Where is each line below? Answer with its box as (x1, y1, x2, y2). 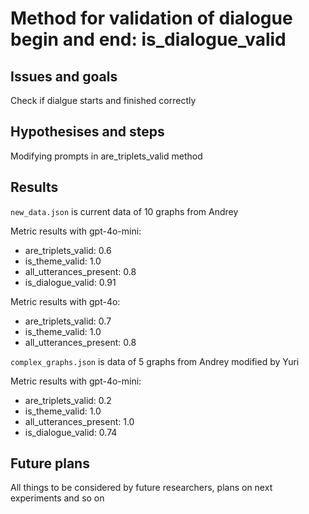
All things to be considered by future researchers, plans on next (10, 482, 273, 494)
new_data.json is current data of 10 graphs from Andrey (10, 205, 239, 217)
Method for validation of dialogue (10, 7, 293, 30)
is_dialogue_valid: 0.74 (24, 426, 118, 438)
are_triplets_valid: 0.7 (24, 315, 112, 327)
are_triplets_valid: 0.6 (24, 244, 112, 256)
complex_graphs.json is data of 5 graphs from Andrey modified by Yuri (10, 355, 300, 367)
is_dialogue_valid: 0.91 (24, 276, 117, 288)
